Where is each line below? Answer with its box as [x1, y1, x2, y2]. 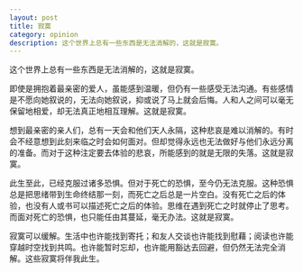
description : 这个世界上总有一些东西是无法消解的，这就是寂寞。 [9, 38, 224, 48]
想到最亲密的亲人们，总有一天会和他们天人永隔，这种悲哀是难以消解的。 [9, 125, 278, 136]
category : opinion [9, 30, 78, 39]
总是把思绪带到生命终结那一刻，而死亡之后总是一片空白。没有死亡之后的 [9, 189, 278, 200]
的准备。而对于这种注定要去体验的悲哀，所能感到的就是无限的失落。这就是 [9, 148, 286, 159]
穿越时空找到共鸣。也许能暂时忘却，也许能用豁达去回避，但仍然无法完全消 [9, 242, 286, 253]
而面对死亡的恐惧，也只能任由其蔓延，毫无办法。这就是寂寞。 [9, 212, 239, 222]
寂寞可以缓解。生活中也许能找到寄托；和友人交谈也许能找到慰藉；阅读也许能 [9, 231, 294, 241]
